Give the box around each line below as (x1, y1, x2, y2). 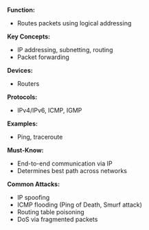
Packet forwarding (16, 53, 70, 61)
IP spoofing (16, 194, 50, 201)
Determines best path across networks (16, 167, 127, 174)
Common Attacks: (7, 180, 60, 188)
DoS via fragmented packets (16, 216, 98, 223)
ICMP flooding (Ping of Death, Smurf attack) (16, 200, 143, 209)
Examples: (7, 119, 38, 128)
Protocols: (7, 93, 38, 101)
